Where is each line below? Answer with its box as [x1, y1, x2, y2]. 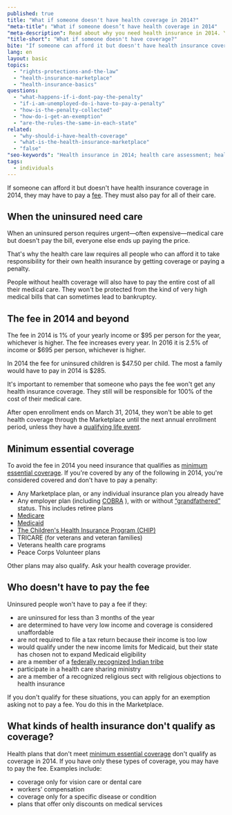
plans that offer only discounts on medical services [17, 800, 163, 808]
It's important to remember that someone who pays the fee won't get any [7, 380, 215, 388]
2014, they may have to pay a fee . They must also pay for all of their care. [7, 191, 216, 199]
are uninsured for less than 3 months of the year [17, 613, 155, 621]
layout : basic [7, 55, 48, 62]
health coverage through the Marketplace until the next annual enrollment [7, 416, 217, 424]
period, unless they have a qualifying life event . [7, 423, 142, 431]
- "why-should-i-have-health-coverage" [13, 132, 128, 139]
